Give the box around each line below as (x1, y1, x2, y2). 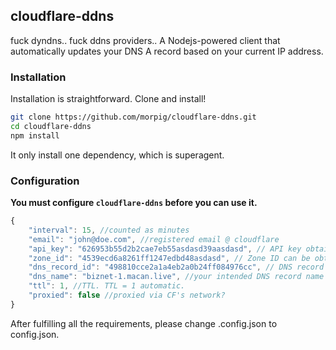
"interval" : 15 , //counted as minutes (28, 225, 190, 235)
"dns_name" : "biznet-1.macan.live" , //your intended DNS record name (28, 272, 325, 282)
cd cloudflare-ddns (10, 121, 92, 131)
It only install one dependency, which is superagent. (10, 149, 225, 161)
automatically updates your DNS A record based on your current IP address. (10, 45, 324, 57)
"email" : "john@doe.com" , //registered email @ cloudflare (28, 234, 280, 244)
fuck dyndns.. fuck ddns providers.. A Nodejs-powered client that (10, 34, 281, 46)
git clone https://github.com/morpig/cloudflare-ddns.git (10, 112, 257, 123)
